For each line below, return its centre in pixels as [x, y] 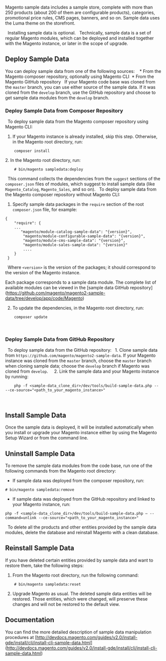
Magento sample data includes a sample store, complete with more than [79, 7]
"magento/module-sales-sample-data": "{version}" [75, 245]
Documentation [30, 620]
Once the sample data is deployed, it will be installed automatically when [80, 427]
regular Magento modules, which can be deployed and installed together [80, 38]
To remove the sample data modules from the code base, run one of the [79, 466]
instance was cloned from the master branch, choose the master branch [78, 361]
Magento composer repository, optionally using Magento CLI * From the [80, 76]
